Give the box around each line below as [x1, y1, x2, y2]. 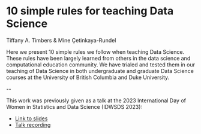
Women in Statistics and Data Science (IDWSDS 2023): [6, 103, 143, 110]
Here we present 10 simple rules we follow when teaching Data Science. [6, 48, 185, 55]
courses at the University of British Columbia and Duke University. [6, 74, 170, 81]
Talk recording [14, 121, 51, 128]
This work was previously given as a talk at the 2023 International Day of [6, 97, 186, 104]
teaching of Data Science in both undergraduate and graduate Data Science [6, 67, 194, 74]
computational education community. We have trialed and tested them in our [6, 61, 195, 68]
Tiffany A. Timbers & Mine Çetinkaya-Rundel [6, 36, 116, 44]
